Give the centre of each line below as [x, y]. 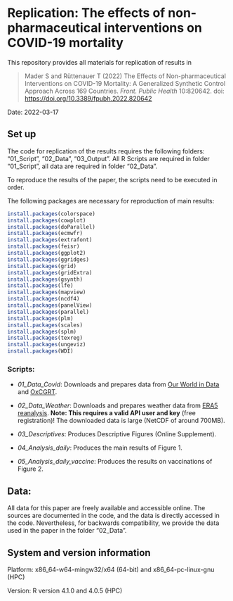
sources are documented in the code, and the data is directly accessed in [113, 516]
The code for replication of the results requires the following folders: [106, 151]
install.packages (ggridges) [48, 259]
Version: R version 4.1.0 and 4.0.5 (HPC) [65, 590]
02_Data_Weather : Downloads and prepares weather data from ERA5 [118, 405]
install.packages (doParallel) [52, 227]
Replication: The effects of [86, 13]
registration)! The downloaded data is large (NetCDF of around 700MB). [121, 421]
